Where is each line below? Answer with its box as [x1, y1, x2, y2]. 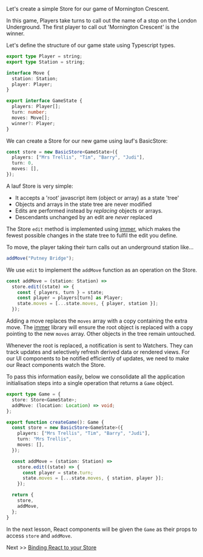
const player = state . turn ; [22, 470, 94, 476]
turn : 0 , [12, 160, 34, 166]
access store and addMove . [6, 531, 73, 539]
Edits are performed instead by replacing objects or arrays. [15, 207, 163, 214]
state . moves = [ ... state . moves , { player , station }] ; [17, 301, 159, 307]
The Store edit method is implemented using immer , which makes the [6, 225, 181, 233]
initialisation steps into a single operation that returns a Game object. [6, 380, 174, 386]
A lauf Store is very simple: [6, 182, 74, 190]
